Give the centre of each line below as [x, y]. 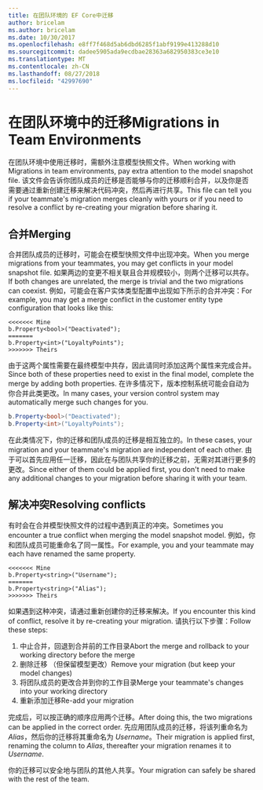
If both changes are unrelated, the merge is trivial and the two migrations [126, 282]
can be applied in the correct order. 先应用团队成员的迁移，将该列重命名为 [128, 726]
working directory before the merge [77, 655]
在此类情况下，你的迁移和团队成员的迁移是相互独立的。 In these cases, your [130, 440]
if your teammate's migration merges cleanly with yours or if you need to [126, 199]
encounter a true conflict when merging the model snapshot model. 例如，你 [132, 535]
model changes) [46, 673]
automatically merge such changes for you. [78, 402]
